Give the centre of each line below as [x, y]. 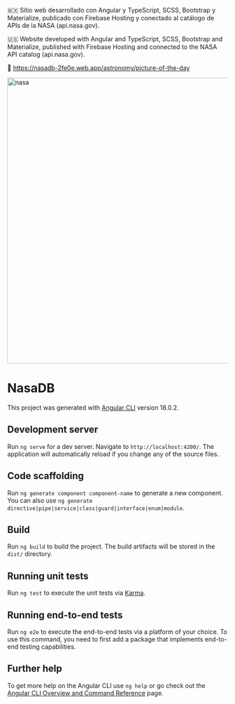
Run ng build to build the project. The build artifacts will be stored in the [111, 546]
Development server [53, 430]
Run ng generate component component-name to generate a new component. [115, 492]
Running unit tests [48, 576]
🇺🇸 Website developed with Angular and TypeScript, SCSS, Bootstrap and [115, 39]
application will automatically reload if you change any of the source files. [113, 454]
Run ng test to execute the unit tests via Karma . [76, 593]
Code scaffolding [45, 476]
